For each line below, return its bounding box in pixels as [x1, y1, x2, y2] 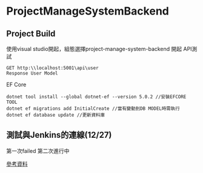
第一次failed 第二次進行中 [6, 147, 70, 154]
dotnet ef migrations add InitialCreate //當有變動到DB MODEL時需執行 [6, 106, 180, 112]
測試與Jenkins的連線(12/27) [6, 130, 112, 140]
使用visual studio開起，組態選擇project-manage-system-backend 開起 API [6, 46, 192, 52]
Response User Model [6, 70, 59, 76]
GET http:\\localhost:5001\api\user [6, 65, 99, 71]
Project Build [6, 29, 56, 39]
